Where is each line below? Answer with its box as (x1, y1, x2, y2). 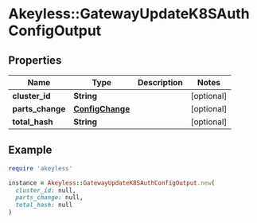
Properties (8, 53, 62, 67)
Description (138, 77, 183, 88)
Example (8, 143, 53, 157)
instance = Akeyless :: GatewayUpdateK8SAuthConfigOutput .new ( (8, 178, 216, 187)
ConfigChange (72, 104, 130, 114)
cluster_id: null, (15, 186, 77, 194)
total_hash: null (15, 201, 73, 209)
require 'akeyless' (8, 164, 73, 172)
